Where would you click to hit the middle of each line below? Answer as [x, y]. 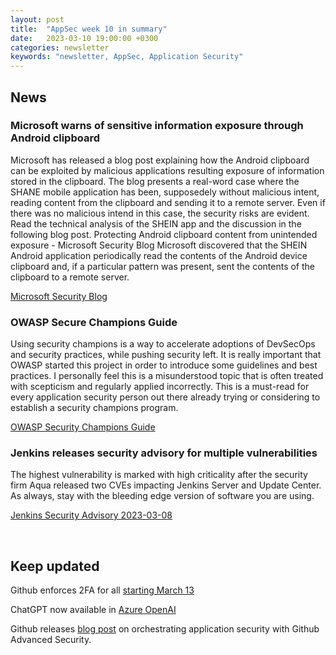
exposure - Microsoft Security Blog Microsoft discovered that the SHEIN [159, 245]
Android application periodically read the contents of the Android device [159, 255]
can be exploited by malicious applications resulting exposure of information [167, 170]
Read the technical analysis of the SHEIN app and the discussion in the [156, 223]
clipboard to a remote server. [70, 277]
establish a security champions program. [94, 408]
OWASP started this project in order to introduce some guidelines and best [164, 365]
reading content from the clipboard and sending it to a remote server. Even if [168, 202]
